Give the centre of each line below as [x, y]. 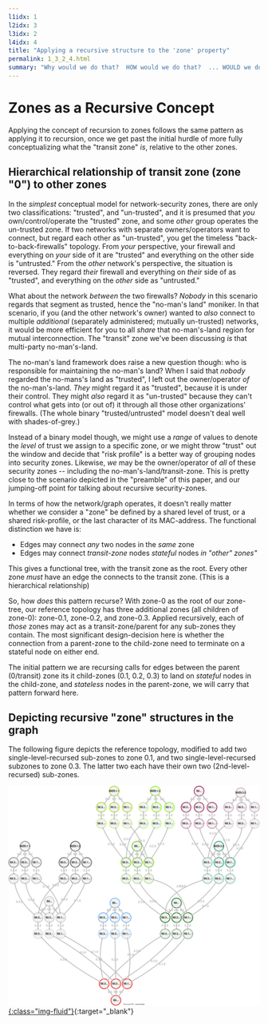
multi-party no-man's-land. [53, 347]
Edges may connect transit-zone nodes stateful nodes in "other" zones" [138, 553]
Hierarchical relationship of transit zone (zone [124, 172]
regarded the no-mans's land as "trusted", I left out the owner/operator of [129, 379]
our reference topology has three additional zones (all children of [132, 609]
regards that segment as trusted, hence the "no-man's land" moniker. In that [134, 304]
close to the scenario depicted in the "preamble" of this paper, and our [124, 479]
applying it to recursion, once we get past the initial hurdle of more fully [126, 138]
